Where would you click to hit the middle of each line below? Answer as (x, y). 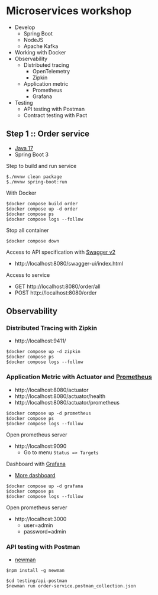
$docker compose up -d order (42, 209)
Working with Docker (40, 52)
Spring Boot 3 (32, 154)
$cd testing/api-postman (37, 581)
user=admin (38, 525)
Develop (25, 27)
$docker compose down (33, 241)
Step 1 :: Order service (48, 134)
